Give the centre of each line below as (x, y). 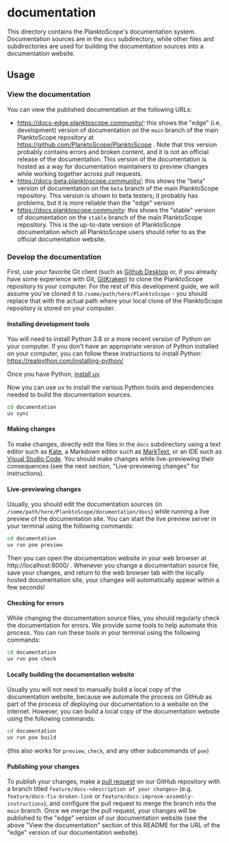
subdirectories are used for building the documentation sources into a (105, 46)
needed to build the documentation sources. (69, 394)
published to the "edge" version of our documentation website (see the (107, 818)
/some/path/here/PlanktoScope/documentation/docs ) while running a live (108, 512)
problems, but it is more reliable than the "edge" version (96, 203)
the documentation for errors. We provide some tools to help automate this (112, 625)
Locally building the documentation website (71, 674)
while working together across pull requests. (80, 173)
